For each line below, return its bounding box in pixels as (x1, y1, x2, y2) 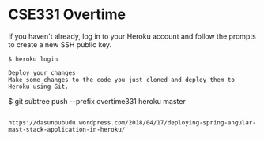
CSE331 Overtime (8, 6, 126, 24)
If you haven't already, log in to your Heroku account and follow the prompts (8, 32, 257, 41)
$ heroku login (8, 55, 58, 63)
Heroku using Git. (8, 83, 69, 91)
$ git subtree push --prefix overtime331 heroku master (8, 96, 186, 106)
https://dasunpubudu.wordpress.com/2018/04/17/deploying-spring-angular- (8, 118, 257, 127)
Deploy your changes (8, 69, 77, 76)
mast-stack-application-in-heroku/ (8, 125, 126, 133)
